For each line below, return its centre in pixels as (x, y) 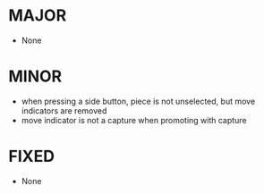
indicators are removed (64, 110)
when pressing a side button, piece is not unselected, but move (138, 101)
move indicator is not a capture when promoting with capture (134, 120)
